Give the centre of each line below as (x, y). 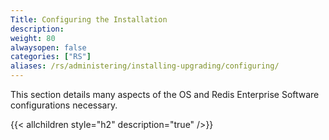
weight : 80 (33, 38)
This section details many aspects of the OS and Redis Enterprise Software (165, 94)
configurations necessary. (64, 105)
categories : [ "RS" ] (51, 57)
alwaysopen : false (48, 47)
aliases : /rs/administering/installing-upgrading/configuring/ (145, 66)
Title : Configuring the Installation (89, 19)
